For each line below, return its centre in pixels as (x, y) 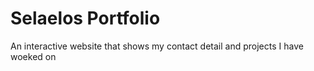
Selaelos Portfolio (85, 18)
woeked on (33, 56)
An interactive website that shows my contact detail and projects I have (157, 46)
